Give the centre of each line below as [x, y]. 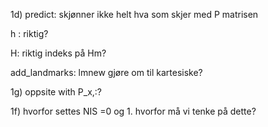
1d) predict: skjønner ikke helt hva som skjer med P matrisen [134, 14]
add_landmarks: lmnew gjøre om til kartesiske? [106, 72]
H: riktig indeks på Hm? [58, 53]
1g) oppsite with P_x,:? [56, 92]
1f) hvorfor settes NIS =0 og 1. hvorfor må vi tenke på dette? [133, 111]
